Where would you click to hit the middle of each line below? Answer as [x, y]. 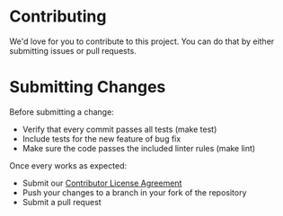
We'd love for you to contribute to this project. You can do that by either [142, 41]
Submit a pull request [62, 202]
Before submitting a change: [62, 112]
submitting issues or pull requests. [73, 50]
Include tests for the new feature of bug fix [102, 138]
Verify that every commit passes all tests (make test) [119, 129]
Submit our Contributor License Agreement [102, 183]
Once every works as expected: [68, 165]
